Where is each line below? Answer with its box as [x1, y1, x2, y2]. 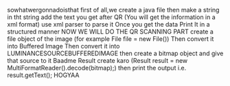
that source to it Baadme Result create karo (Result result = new [7, 57, 188, 64]
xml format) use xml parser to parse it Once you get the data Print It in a [7, 20, 211, 28]
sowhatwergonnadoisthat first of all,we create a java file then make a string [7, 6, 220, 14]
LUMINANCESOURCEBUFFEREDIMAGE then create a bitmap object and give [7, 49, 224, 57]
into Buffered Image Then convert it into [7, 42, 120, 50]
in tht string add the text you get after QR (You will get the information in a [7, 13, 216, 21]
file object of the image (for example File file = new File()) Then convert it [7, 35, 214, 43]
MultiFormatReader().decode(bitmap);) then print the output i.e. [7, 64, 187, 72]
